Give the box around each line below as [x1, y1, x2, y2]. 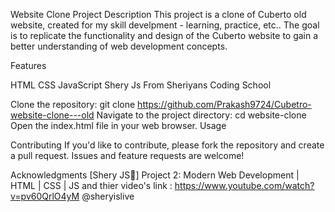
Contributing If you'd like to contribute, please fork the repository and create [10, 139, 325, 151]
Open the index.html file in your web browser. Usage [10, 120, 227, 131]
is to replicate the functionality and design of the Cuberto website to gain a [10, 30, 319, 41]
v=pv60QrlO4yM [10, 190, 80, 202]
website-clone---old [10, 109, 95, 121]
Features [10, 60, 47, 71]
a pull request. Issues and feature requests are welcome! [10, 150, 245, 161]
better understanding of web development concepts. [10, 40, 228, 52]
